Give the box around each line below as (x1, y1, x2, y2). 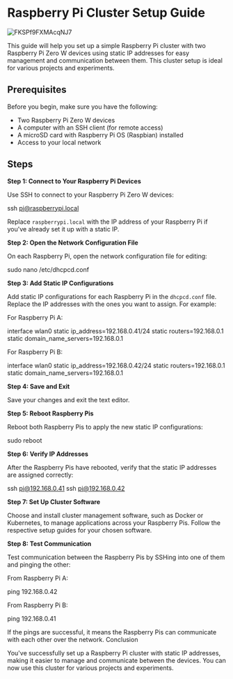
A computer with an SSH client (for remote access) (17, 123, 163, 132)
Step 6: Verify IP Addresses (7, 450, 89, 458)
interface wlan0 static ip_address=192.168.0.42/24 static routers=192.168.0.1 (7, 361, 225, 369)
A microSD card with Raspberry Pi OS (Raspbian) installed (17, 130, 184, 139)
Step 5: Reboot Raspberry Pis (7, 409, 94, 418)
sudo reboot (7, 436, 42, 444)
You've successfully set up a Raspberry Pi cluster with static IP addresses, (7, 648, 221, 657)
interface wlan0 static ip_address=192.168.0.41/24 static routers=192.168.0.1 (7, 326, 224, 335)
